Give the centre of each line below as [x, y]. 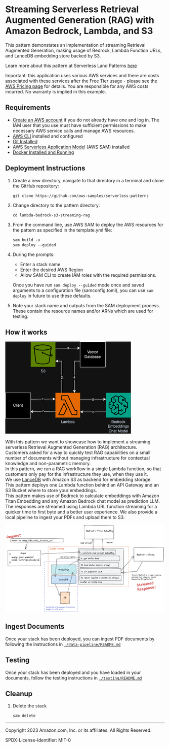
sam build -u [26, 240]
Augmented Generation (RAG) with [80, 20]
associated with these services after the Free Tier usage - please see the [81, 81]
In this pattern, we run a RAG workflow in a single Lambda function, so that [83, 469]
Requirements [28, 108]
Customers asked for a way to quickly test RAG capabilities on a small [78, 452]
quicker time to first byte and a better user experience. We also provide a [81, 512]
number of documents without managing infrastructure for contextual [78, 458]
